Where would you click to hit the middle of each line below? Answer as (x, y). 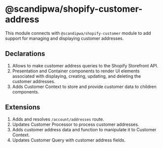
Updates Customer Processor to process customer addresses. (76, 124)
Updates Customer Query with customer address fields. (69, 140)
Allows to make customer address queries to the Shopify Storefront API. (85, 65)
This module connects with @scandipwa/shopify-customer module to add (78, 33)
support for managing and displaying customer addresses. (65, 38)
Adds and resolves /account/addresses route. (58, 119)
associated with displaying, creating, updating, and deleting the (77, 76)
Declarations (25, 54)
